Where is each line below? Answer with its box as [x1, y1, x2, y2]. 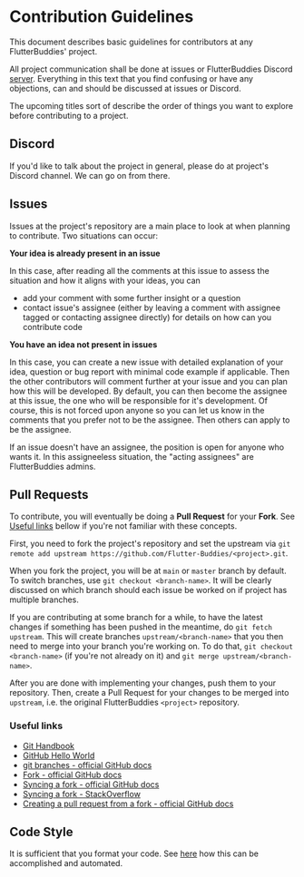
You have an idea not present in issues [9, 338, 158, 350]
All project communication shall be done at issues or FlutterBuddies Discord [9, 63, 293, 74]
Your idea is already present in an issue [9, 248, 161, 258]
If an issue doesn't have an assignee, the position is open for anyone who [9, 442, 285, 453]
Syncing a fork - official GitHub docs [22, 778, 160, 790]
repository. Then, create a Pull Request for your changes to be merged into [9, 687, 289, 698]
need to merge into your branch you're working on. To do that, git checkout [9, 641, 293, 652]
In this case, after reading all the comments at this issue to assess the [9, 265, 270, 276]
